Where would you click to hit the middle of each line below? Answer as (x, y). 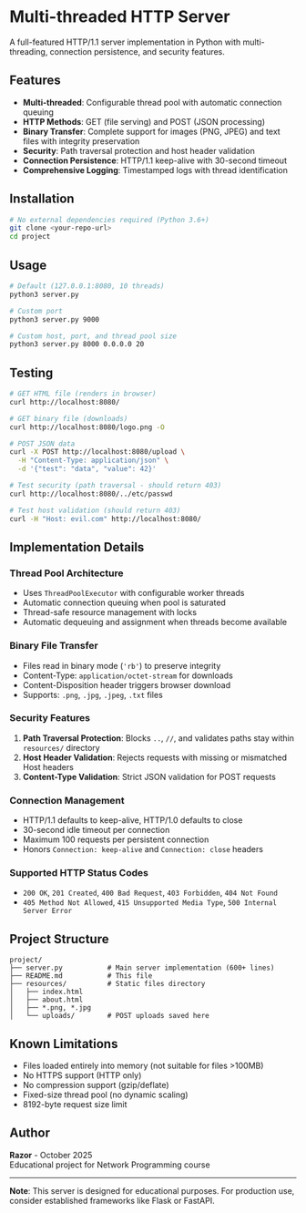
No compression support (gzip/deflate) (96, 1085)
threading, (29, 51)
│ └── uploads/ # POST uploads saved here (109, 1016)
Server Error (47, 911)
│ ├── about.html (46, 1000)
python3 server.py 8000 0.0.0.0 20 (77, 344)
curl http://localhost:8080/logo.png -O (87, 427)
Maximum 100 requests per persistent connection (116, 839)
